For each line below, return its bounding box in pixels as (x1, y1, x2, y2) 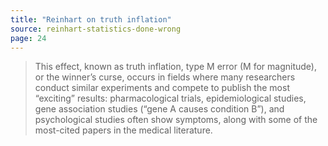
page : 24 (10, 33, 47, 43)
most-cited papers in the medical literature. (34, 124, 213, 136)
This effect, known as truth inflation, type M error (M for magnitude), (34, 61, 317, 73)
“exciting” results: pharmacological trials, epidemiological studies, (34, 92, 307, 105)
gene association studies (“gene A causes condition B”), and (34, 103, 285, 115)
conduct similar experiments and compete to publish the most (34, 82, 290, 94)
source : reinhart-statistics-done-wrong (10, 24, 182, 34)
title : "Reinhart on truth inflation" (10, 14, 172, 25)
